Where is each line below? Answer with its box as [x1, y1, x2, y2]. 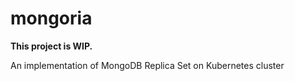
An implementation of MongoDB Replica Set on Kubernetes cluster [10, 59, 285, 71]
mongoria [10, 7, 93, 30]
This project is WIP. [10, 40, 93, 52]
